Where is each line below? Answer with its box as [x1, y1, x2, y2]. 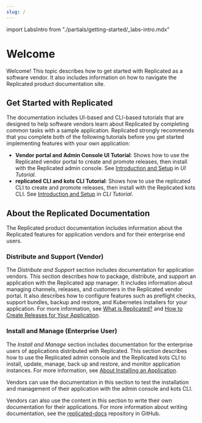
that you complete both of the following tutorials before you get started [6, 133, 184, 141]
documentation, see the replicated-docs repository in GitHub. [6, 410, 161, 417]
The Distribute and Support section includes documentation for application [6, 266, 194, 274]
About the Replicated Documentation [6, 208, 150, 218]
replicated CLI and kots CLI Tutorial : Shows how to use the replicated [15, 177, 190, 185]
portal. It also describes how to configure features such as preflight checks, [6, 292, 197, 299]
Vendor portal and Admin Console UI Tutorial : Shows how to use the [15, 152, 189, 159]
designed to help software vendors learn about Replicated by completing [6, 120, 189, 128]
